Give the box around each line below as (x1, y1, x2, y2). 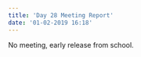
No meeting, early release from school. (8, 40, 135, 49)
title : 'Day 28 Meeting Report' (8, 11, 114, 20)
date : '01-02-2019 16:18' (8, 19, 92, 27)
